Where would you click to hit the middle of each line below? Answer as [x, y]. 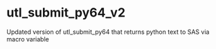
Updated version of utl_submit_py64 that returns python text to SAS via [108, 32]
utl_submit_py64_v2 [66, 13]
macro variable [28, 39]
